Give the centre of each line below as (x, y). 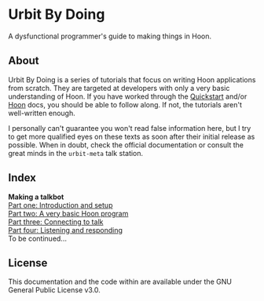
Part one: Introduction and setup (60, 205)
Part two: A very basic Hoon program (68, 213)
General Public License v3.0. (54, 290)
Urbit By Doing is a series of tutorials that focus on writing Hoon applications (132, 79)
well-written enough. (42, 113)
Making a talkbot (36, 197)
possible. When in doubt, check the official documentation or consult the (126, 145)
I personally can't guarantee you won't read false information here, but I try (130, 128)
